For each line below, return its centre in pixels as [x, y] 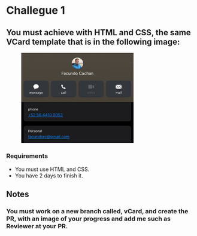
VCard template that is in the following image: [93, 42]
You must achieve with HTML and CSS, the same [99, 33]
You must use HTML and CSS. [52, 169]
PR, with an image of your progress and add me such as [88, 219]
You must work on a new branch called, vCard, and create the [97, 212]
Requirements [27, 156]
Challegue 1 [36, 10]
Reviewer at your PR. [37, 226]
